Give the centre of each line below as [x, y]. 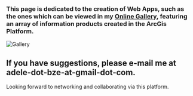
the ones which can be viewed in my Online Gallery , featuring [97, 16]
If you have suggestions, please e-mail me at [91, 63]
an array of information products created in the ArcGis [87, 24]
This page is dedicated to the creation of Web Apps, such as [95, 9]
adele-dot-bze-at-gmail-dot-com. [71, 72]
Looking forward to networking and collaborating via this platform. [88, 87]
